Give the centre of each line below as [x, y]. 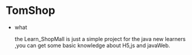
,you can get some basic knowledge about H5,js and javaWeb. [92, 45]
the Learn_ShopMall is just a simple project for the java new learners [100, 39]
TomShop [30, 11]
